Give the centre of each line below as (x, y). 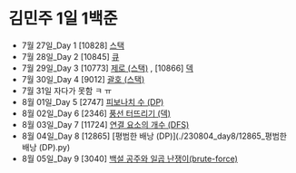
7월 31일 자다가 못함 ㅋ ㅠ (67, 91)
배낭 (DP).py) (46, 147)
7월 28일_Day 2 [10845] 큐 (70, 56)
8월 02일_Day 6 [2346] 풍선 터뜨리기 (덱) (96, 113)
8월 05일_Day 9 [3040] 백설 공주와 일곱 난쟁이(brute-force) (129, 159)
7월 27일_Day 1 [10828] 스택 (73, 45)
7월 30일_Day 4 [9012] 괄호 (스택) (83, 79)
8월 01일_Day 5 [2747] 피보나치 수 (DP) (93, 101)
